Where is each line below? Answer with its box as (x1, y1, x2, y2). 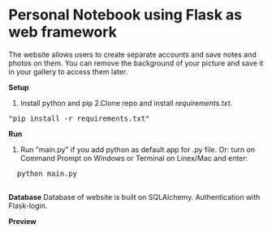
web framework (8, 23, 118, 41)
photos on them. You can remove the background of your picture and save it (8, 58, 264, 68)
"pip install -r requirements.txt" (8, 113, 150, 123)
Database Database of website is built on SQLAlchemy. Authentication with (8, 192, 261, 201)
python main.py (16, 168, 77, 178)
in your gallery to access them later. (8, 66, 128, 76)
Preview (8, 216, 37, 226)
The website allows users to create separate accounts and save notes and (8, 49, 257, 59)
